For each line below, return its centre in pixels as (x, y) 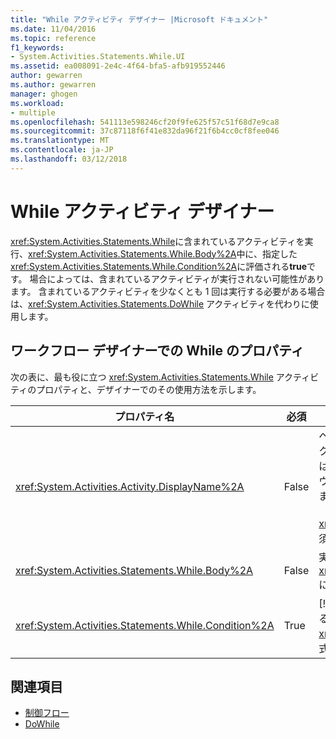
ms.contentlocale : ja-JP (62, 150)
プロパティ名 (144, 416)
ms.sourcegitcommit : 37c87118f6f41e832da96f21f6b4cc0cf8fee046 (145, 131)
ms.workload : (37, 103)
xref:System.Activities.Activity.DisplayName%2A (130, 486)
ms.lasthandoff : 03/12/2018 (69, 159)
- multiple (33, 112)
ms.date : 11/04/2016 (53, 29)
